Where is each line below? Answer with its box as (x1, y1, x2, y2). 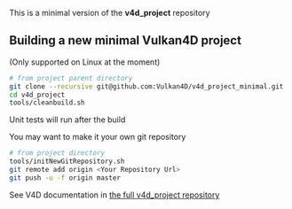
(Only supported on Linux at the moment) (9, 57, 161, 67)
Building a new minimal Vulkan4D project (9, 33, 242, 48)
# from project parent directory (9, 74, 133, 82)
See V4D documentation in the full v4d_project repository (9, 190, 220, 200)
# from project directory (9, 149, 105, 158)
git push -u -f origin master (9, 173, 122, 182)
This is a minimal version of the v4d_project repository (9, 8, 210, 18)
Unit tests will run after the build (9, 114, 126, 125)
